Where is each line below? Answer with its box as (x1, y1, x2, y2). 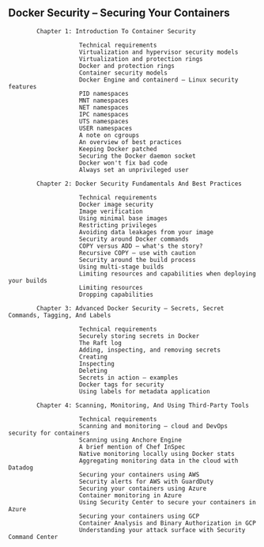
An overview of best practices (78, 138, 182, 146)
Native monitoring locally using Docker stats (78, 450, 236, 458)
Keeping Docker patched (78, 145, 157, 153)
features (8, 82, 37, 90)
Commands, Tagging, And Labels (8, 311, 111, 319)
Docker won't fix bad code (78, 158, 168, 167)
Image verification (78, 207, 144, 215)
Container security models (78, 69, 168, 77)
